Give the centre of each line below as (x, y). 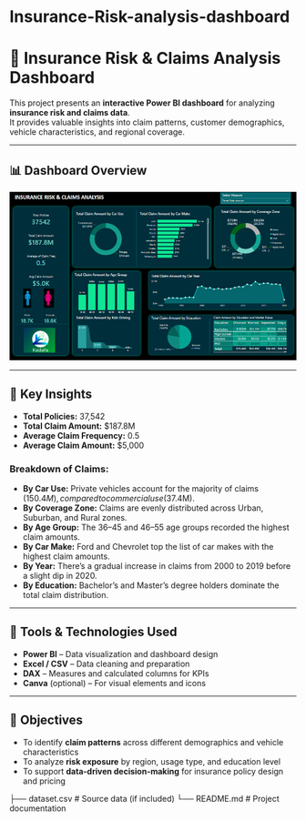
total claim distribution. (66, 594)
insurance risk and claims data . (70, 113)
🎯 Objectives (46, 720)
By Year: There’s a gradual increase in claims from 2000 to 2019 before (157, 565)
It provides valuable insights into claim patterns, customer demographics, (147, 122)
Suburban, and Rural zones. (75, 517)
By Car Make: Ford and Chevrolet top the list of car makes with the (148, 546)
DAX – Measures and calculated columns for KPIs (116, 673)
